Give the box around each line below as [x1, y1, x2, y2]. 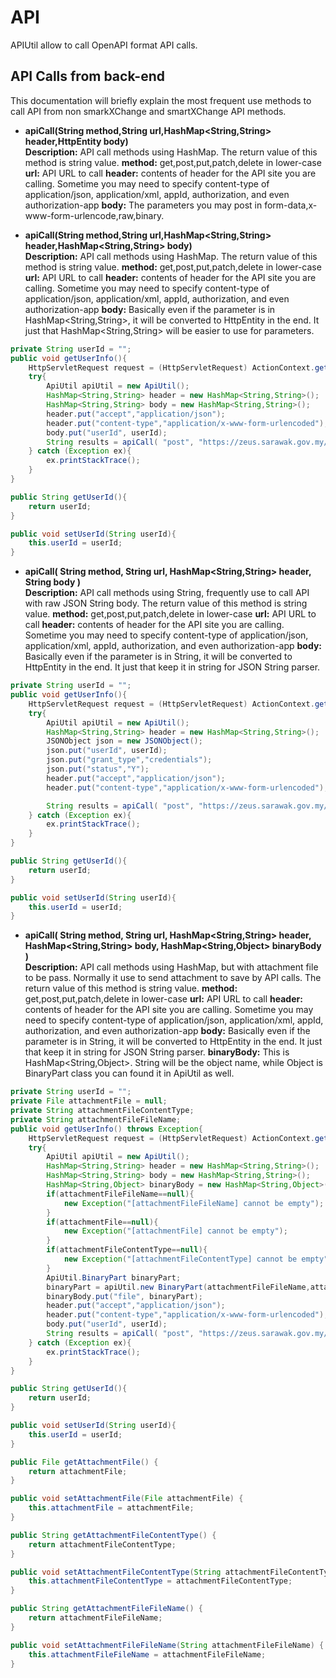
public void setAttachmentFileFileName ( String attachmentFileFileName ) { [10, 1640, 325, 1650]
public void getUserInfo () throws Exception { [10, 1124, 203, 1134]
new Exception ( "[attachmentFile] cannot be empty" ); [63, 1226, 288, 1236]
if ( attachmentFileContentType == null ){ [46, 1245, 208, 1255]
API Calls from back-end [10, 68, 166, 85]
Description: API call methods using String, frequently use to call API [24, 587, 310, 599]
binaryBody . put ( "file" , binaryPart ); [46, 1291, 203, 1301]
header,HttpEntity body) [24, 135, 129, 147]
